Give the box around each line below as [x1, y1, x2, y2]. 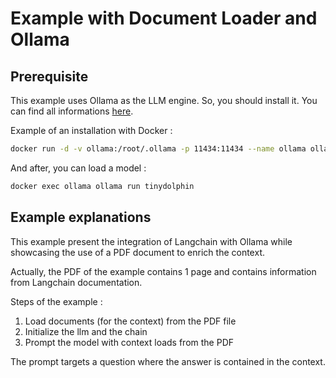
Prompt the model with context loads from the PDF [24, 336, 235, 348]
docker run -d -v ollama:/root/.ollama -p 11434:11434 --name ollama [10, 144, 307, 154]
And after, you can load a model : [10, 162, 147, 174]
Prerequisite [10, 68, 89, 85]
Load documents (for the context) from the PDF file [24, 315, 237, 327]
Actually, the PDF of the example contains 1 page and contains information [10, 265, 317, 277]
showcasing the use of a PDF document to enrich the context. [10, 246, 265, 258]
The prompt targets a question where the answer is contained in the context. [10, 355, 326, 367]
